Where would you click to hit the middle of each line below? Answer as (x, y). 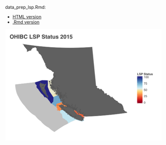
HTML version (27, 17)
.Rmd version (26, 22)
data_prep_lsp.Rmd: (26, 7)
